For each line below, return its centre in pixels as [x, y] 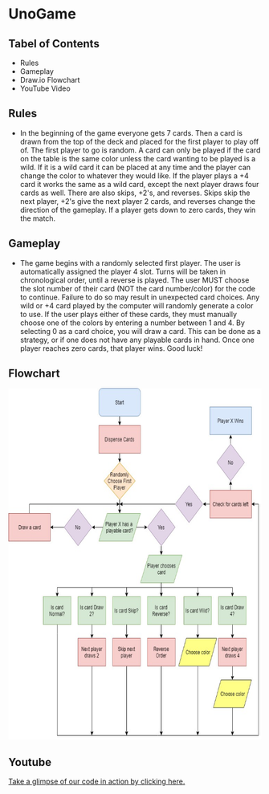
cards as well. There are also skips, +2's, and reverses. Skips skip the [135, 193]
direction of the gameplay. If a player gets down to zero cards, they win [138, 210]
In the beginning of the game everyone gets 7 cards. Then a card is [131, 132]
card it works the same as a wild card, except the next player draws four [139, 184]
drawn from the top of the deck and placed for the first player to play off [139, 141]
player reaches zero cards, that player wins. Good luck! [111, 348]
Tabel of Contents [54, 44]
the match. [38, 218]
